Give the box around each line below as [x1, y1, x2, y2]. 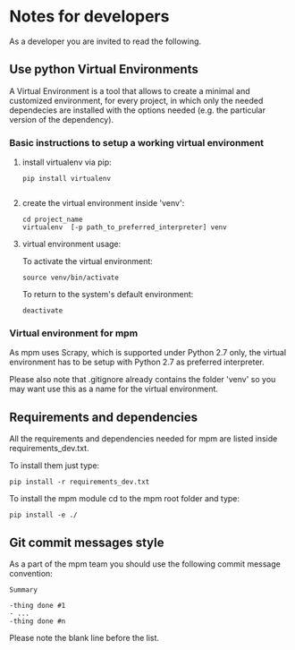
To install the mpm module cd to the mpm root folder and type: [9, 493, 240, 504]
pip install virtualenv [21, 175, 112, 184]
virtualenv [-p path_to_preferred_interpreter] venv [21, 223, 227, 232]
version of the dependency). [9, 114, 114, 124]
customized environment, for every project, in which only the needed [9, 95, 264, 106]
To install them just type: [9, 460, 100, 471]
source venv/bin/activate [21, 273, 119, 283]
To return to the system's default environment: [21, 289, 194, 300]
